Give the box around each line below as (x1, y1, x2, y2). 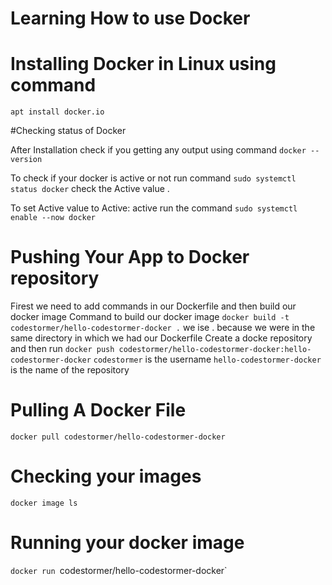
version (10, 155, 43, 165)
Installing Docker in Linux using (10, 53, 277, 76)
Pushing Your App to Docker (10, 246, 250, 269)
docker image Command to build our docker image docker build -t (10, 311, 290, 323)
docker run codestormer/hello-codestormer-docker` (10, 564, 228, 576)
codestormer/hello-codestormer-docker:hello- (118, 345, 312, 355)
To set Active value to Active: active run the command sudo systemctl (10, 202, 298, 214)
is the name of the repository (10, 364, 130, 376)
